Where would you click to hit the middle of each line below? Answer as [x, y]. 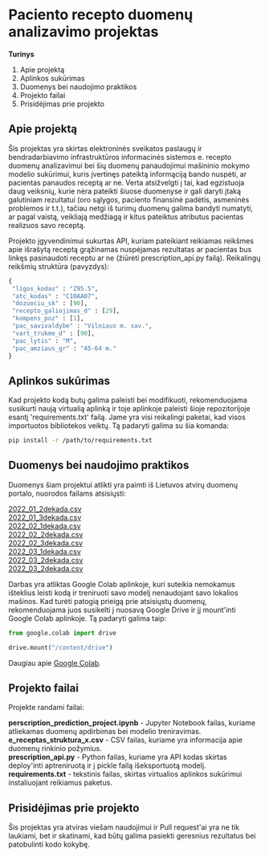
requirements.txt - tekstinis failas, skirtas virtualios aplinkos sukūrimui [125, 774]
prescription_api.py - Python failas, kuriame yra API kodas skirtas [118, 757]
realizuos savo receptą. [47, 225]
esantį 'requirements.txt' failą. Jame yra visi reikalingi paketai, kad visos [127, 417]
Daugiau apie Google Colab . [55, 663]
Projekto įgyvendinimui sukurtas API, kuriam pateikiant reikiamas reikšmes [131, 241]
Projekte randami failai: [46, 708]
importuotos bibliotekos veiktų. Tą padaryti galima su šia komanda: [118, 426]
